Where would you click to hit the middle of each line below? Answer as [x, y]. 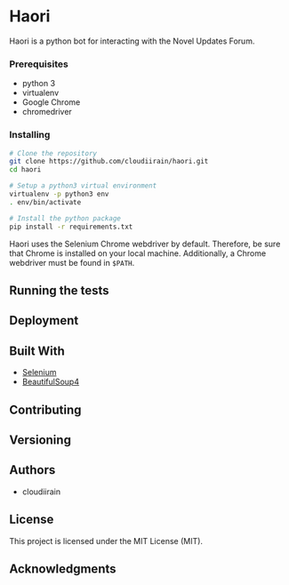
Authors [32, 470]
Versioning [40, 440]
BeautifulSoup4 [51, 382]
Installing [30, 135]
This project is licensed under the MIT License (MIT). [106, 541]
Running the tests [59, 290]
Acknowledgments [63, 569]
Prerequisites [39, 64]
